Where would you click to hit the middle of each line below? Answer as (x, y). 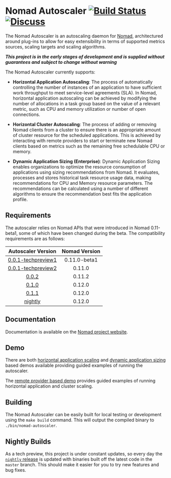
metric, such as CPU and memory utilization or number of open (79, 109)
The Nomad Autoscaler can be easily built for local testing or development (83, 415)
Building (19, 402)
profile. (20, 199)
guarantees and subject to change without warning (61, 62)
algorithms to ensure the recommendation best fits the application (82, 194)
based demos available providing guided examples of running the (74, 366)
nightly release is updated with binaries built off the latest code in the (79, 459)
